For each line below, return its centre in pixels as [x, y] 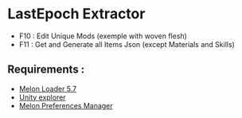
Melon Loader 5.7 [48, 88]
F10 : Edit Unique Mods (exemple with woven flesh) [103, 36]
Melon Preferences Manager [66, 105]
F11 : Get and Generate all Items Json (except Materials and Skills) [127, 44]
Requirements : [46, 70]
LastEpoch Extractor [76, 14]
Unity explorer [42, 97]
